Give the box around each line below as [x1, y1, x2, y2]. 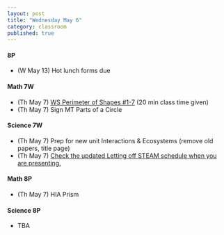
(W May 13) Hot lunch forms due [17, 67, 111, 75]
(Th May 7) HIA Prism [17, 191, 79, 199]
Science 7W [7, 121, 43, 129]
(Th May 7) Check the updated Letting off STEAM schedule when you [17, 151, 217, 160]
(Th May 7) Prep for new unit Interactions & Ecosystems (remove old [17, 136, 214, 145]
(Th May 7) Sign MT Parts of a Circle [17, 105, 122, 113]
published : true [7, 29, 54, 37]
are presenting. [17, 159, 61, 167]
